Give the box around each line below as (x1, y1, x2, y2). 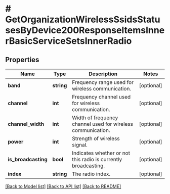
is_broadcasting (8, 156, 48, 163)
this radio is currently (71, 156, 122, 163)
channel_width (8, 121, 45, 127)
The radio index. (71, 170, 111, 177)
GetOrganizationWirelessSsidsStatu (5, 14, 160, 25)
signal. (71, 141, 88, 148)
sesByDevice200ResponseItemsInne (5, 25, 165, 36)
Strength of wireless (71, 135, 120, 142)
